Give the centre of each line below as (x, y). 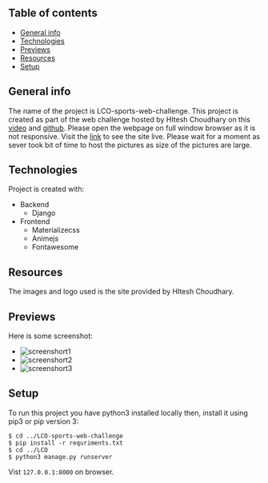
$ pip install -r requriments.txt (66, 443)
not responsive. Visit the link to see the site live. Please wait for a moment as (134, 136)
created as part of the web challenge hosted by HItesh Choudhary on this (129, 119)
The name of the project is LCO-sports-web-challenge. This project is (123, 110)
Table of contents (53, 13)
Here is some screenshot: (51, 336)
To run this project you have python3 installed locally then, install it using (128, 413)
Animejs (45, 238)
